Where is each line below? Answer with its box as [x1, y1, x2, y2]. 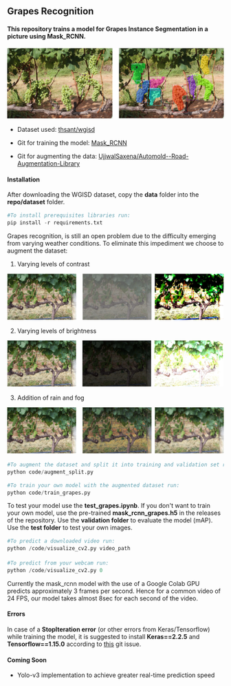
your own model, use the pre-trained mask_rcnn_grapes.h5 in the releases [7, 509, 221, 517]
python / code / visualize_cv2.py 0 [7, 567, 103, 574]
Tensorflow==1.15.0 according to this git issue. [7, 640, 142, 648]
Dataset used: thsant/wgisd [16, 126, 95, 133]
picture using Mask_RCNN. [7, 32, 86, 40]
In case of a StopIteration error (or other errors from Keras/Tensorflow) [7, 625, 210, 634]
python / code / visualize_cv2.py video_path [7, 545, 131, 552]
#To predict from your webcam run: [7, 560, 109, 567]
